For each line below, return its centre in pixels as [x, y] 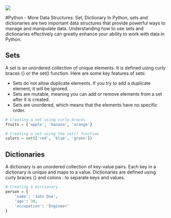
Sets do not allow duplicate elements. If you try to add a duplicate [82, 83]
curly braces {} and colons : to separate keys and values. [65, 178]
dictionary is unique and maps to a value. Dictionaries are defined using [81, 172]
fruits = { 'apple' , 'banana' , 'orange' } [49, 124]
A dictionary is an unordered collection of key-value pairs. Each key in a [81, 167]
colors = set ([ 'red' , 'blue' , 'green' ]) [49, 138]
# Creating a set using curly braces [45, 120]
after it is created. [31, 99]
